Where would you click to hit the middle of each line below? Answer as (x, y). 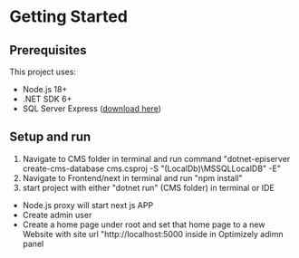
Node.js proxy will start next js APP (88, 205)
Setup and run (50, 137)
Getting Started (69, 17)
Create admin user (57, 215)
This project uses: (43, 72)
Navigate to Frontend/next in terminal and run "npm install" (132, 177)
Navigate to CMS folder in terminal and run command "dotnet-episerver (156, 158)
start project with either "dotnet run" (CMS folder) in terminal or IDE (148, 187)
